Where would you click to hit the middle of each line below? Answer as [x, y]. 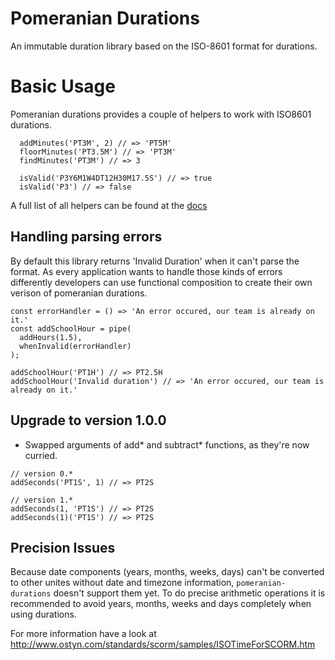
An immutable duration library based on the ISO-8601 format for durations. [164, 46]
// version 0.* [42, 473]
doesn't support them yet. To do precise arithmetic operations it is [189, 593]
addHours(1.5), [51, 337]
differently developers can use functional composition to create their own [161, 282]
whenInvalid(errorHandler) [75, 346]
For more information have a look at [83, 634]
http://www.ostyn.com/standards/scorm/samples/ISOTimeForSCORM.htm [163, 644]
